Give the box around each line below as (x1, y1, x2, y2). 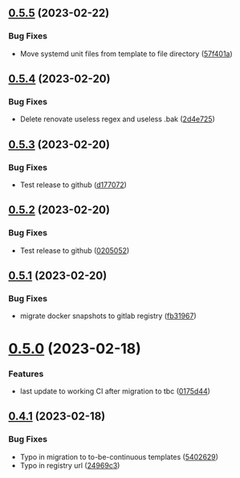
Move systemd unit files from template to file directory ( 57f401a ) (19, 48, 233, 59)
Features (8, 368, 44, 379)
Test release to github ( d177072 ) (19, 180, 127, 190)
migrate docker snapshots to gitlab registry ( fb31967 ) (19, 311, 197, 321)
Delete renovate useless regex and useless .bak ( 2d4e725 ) (19, 114, 215, 124)
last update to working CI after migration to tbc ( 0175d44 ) (19, 386, 211, 396)
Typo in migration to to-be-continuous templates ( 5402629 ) (19, 451, 219, 461)
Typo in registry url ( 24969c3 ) (19, 460, 120, 470)
